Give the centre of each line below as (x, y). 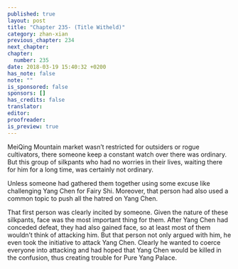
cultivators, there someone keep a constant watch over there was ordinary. (117, 154)
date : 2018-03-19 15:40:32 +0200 (57, 67)
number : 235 (32, 60)
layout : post (27, 21)
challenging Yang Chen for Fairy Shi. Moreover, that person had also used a (118, 191)
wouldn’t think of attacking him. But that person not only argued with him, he (119, 235)
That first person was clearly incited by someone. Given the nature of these (118, 212)
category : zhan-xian (38, 34)
